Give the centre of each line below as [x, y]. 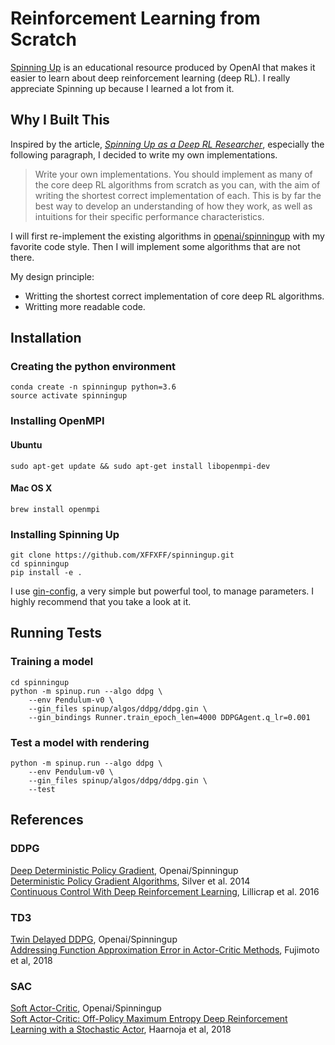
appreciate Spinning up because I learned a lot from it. [122, 88]
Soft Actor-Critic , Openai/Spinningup [86, 1008]
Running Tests [56, 633]
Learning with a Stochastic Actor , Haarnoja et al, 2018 [121, 1029]
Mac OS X [31, 488]
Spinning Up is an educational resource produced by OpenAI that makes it [163, 67]
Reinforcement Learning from [135, 18]
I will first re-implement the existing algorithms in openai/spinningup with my [167, 236]
